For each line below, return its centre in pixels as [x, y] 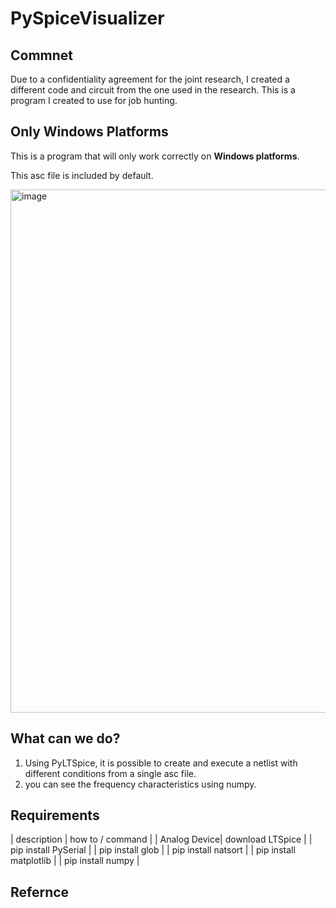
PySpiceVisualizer [87, 18]
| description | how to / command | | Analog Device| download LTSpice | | [161, 839]
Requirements [55, 815]
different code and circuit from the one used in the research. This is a [153, 90]
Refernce [40, 892]
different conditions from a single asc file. [110, 773]
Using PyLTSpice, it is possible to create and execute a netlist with [161, 763]
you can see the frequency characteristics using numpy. [140, 784]
